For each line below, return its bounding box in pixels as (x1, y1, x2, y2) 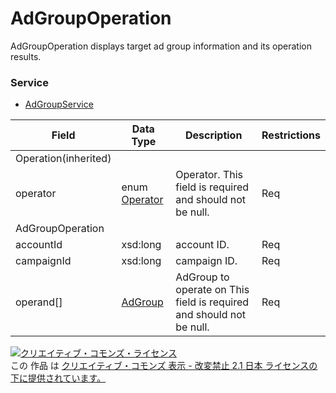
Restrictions (261, 128, 321, 142)
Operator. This (175, 168, 244, 182)
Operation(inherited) (15, 152, 112, 166)
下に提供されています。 (10, 372, 107, 384)
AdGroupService (24, 98, 94, 111)
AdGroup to (175, 270, 230, 284)
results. (10, 50, 42, 62)
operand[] (15, 295, 63, 309)
